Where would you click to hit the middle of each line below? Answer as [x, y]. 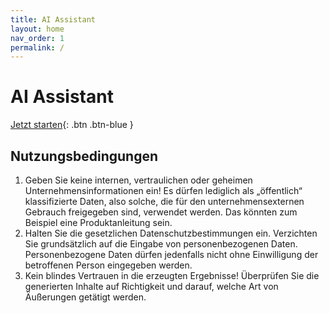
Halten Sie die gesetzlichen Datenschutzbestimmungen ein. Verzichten [171, 233]
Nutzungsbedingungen [84, 156]
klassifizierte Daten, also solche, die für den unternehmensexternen [164, 201]
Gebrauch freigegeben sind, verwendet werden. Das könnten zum [161, 212]
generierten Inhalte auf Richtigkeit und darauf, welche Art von [151, 286]
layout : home [37, 29]
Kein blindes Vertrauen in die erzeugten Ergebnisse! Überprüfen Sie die [172, 275]
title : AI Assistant [53, 19]
